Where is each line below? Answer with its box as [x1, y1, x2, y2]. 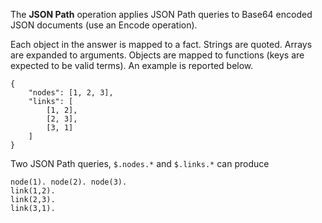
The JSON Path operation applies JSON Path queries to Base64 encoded [10, 9, 313, 20]
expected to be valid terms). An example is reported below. [10, 60, 254, 71]
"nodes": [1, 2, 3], [28, 88, 114, 98]
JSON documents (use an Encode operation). [10, 19, 198, 31]
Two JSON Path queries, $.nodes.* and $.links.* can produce [10, 158, 270, 169]
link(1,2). [10, 186, 56, 196]
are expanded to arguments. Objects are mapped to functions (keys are [10, 49, 305, 61]
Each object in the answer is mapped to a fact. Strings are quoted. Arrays [10, 39, 313, 50]
